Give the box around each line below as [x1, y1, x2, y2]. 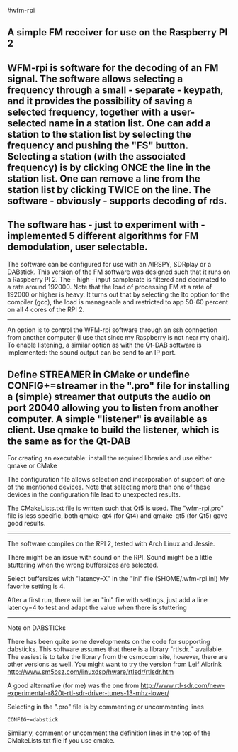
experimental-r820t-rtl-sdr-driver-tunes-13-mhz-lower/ [7, 689, 169, 697]
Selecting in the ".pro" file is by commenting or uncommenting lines [7, 702, 204, 712]
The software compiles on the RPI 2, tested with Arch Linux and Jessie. [7, 539, 215, 548]
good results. [7, 519, 46, 528]
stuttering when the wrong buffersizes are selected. [7, 560, 159, 570]
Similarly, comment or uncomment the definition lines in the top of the [7, 729, 211, 737]
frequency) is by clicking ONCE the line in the [7, 161, 211, 173]
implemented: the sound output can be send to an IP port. [7, 348, 176, 357]
